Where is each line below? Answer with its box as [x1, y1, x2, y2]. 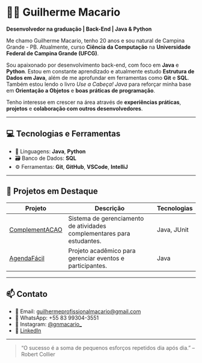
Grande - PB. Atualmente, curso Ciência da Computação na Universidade [6, 43, 191, 50]
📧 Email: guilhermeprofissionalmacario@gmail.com [14, 308, 141, 315]
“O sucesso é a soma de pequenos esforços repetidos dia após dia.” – [20, 344, 195, 352]
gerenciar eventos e [68, 254, 125, 262]
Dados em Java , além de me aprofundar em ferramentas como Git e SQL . [6, 74, 189, 81]
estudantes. [68, 237, 102, 245]
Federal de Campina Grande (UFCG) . [6, 49, 99, 56]
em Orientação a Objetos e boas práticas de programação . [6, 87, 155, 94]
